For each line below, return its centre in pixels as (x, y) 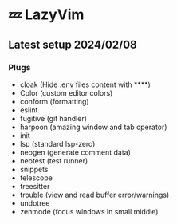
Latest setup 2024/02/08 (73, 44)
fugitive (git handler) (53, 118)
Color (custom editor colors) (66, 92)
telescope (36, 178)
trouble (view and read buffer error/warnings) (94, 195)
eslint (29, 110)
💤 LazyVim (46, 15)
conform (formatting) (54, 101)
